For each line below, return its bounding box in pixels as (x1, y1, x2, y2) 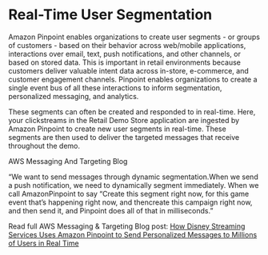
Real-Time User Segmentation (8, 6, 213, 24)
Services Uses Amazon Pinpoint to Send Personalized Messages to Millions (8, 229, 258, 239)
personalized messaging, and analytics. (8, 91, 139, 101)
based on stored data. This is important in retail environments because (8, 58, 242, 67)
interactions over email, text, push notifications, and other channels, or (8, 49, 242, 58)
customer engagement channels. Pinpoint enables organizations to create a (8, 74, 258, 84)
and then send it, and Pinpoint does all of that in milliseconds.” (8, 205, 214, 215)
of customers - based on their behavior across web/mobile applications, (8, 40, 246, 50)
